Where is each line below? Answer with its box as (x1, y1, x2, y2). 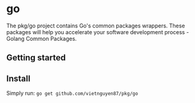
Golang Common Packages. (6, 35, 77, 42)
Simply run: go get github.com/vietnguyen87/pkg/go (6, 90, 139, 97)
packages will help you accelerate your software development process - (6, 28, 189, 35)
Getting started (6, 52, 66, 63)
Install (6, 73, 31, 83)
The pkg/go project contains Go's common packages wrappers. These (6, 22, 185, 29)
